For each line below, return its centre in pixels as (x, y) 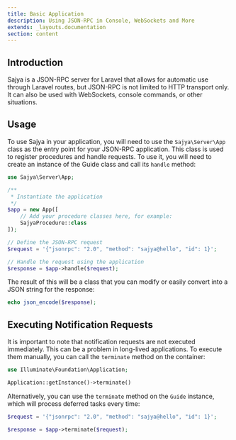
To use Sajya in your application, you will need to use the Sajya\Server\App (117, 141)
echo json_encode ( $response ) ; (52, 302)
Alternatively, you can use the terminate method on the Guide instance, (111, 396)
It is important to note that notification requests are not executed (101, 342)
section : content (33, 34)
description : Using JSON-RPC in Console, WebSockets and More (101, 21)
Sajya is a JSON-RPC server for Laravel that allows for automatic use (108, 79)
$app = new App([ (33, 210)
